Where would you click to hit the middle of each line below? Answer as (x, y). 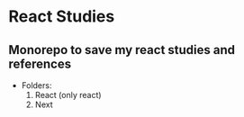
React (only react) (68, 95)
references (40, 63)
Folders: (36, 85)
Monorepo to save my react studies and (122, 50)
